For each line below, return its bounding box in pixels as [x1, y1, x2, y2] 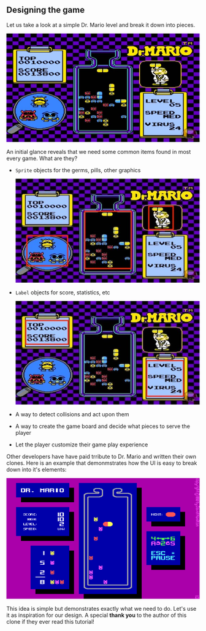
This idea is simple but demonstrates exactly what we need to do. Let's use [6, 605, 197, 612]
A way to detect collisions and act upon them [15, 410, 130, 418]
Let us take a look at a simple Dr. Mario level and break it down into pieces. [6, 21, 196, 28]
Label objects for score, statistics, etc [15, 288, 110, 296]
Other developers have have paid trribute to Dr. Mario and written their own [6, 453, 196, 460]
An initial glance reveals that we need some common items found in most [6, 148, 191, 156]
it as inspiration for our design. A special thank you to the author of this [6, 611, 187, 619]
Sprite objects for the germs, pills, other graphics [15, 167, 141, 174]
